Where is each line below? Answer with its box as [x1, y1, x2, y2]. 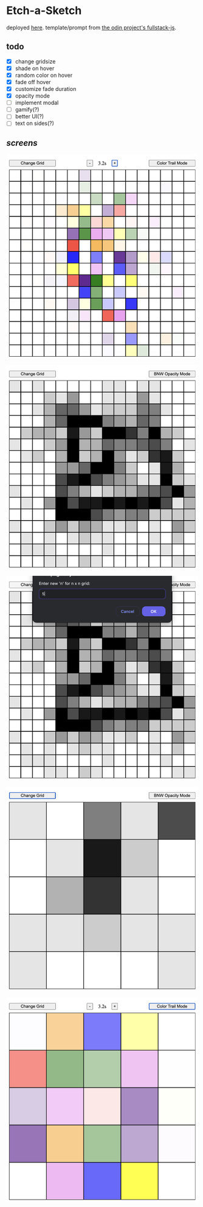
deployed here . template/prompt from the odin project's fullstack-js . [6, 24, 176, 31]
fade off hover [15, 78, 51, 85]
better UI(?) [15, 113, 44, 120]
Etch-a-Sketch [6, 4, 82, 18]
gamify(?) [15, 106, 40, 113]
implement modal [15, 99, 59, 107]
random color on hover [15, 71, 73, 79]
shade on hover [15, 65, 55, 72]
